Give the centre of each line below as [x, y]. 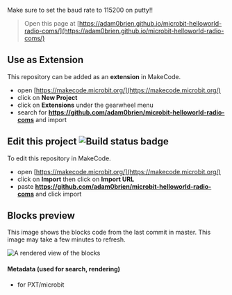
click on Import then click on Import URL [76, 179]
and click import [59, 194]
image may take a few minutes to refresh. [66, 239]
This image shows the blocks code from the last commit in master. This [109, 233]
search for [32, 112]
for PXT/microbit [41, 285]
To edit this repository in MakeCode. [59, 158]
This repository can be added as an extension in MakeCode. [94, 76]
